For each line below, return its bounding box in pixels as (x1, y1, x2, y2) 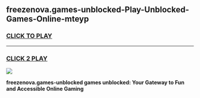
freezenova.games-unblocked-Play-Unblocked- (6, 5, 189, 15)
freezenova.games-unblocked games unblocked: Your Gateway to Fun (6, 78, 185, 86)
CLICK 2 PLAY (6, 54, 48, 62)
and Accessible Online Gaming (6, 85, 84, 92)
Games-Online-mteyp (6, 14, 89, 24)
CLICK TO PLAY (6, 32, 52, 40)
